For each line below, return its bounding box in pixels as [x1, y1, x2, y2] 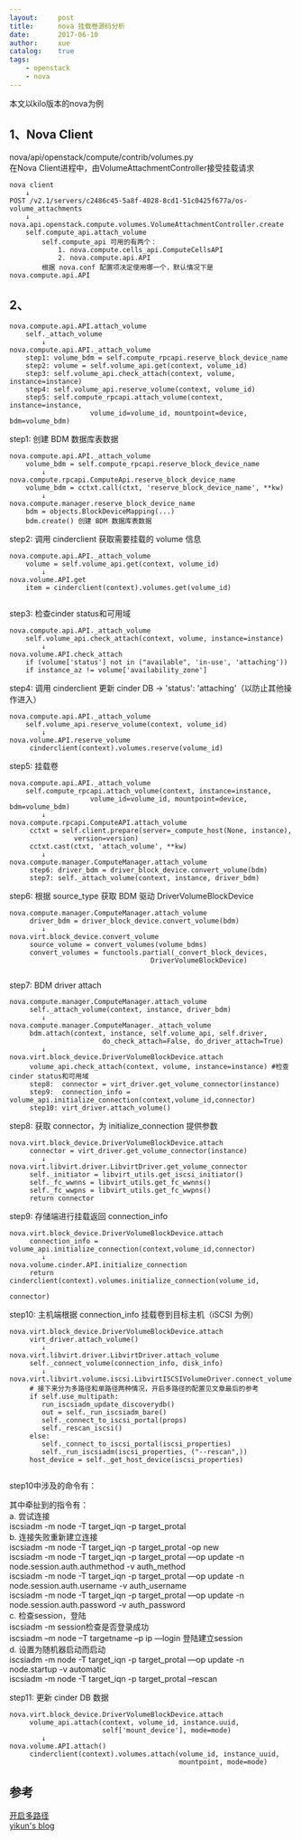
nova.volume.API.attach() [9, 1741, 106, 1751]
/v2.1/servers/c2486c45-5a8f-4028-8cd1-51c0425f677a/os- [29, 196, 248, 205]
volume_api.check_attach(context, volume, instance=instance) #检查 [29, 1063, 290, 1072]
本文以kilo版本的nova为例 [9, 98, 104, 108]
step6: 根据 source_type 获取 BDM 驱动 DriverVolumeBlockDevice [9, 891, 254, 902]
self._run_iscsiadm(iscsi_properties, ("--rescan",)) [41, 1448, 248, 1457]
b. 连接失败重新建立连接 [9, 1532, 98, 1543]
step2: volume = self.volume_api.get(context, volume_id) [25, 361, 248, 371]
